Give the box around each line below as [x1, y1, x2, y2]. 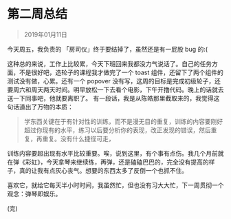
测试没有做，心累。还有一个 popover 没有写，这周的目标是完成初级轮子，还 [7, 76, 221, 85]
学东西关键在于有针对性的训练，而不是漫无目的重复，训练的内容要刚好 [23, 117, 223, 125]
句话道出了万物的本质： [7, 103, 74, 111]
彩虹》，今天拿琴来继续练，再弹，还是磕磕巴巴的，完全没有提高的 [25, 158, 209, 166]
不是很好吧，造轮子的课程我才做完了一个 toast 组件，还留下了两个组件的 [19, 68, 223, 76]
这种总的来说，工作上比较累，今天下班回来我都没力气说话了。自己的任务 [7, 59, 212, 67]
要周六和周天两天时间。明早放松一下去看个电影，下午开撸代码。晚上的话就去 [7, 85, 224, 94]
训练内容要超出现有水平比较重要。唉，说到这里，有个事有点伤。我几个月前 [7, 149, 218, 157]
